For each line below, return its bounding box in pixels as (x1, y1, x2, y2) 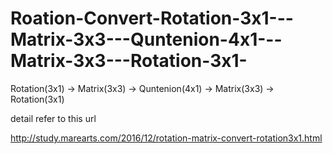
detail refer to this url (10, 112, 97, 124)
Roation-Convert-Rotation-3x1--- (10, 7, 294, 30)
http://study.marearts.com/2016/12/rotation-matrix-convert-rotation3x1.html (10, 132, 323, 144)
